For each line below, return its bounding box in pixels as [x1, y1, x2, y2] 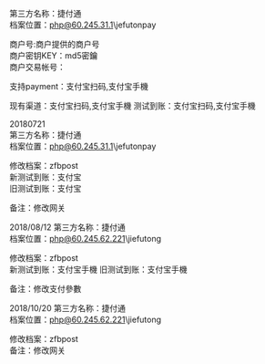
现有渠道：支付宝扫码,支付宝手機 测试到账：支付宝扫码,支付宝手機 [9, 100, 257, 111]
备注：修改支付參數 [9, 284, 82, 294]
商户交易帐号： [9, 62, 66, 72]
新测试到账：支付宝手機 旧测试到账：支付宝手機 [9, 264, 188, 275]
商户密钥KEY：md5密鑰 [9, 50, 98, 61]
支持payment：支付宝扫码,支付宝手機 [9, 81, 148, 91]
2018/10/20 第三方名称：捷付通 [9, 303, 126, 313]
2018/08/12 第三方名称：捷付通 [9, 222, 126, 233]
